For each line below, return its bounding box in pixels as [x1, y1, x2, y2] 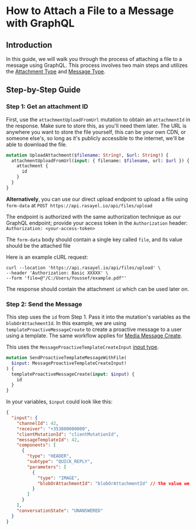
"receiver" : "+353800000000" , [16, 426, 91, 432]
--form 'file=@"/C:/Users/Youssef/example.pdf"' [6, 275, 127, 281]
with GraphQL [6, 16, 75, 30]
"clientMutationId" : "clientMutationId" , [16, 431, 119, 437]
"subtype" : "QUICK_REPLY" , [27, 459, 93, 465]
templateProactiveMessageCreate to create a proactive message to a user [6, 326, 183, 333]
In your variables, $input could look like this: [6, 398, 113, 406]
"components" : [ [16, 442, 57, 448]
